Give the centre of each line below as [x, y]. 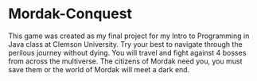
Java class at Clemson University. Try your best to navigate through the [125, 44]
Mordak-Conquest [70, 14]
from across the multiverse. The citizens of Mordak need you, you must [125, 61]
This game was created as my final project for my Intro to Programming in [129, 36]
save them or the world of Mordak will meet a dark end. [99, 69]
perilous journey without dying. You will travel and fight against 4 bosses [127, 52]
